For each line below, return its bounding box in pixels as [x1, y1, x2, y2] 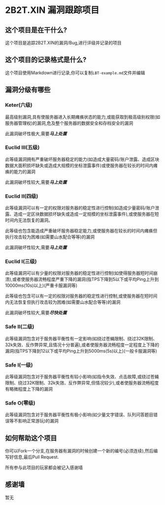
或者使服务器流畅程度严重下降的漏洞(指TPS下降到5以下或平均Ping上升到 [12, 276, 159, 282]
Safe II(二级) [5, 323, 34, 330]
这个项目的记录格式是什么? [5, 55, 87, 64]
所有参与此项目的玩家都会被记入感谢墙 [5, 464, 83, 470]
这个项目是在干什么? [5, 26, 67, 34]
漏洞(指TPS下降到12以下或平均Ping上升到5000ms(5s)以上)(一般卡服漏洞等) [5, 348, 158, 354]
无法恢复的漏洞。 [18, 217, 53, 223]
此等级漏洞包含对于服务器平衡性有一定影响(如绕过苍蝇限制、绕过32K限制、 [5, 335, 158, 341]
